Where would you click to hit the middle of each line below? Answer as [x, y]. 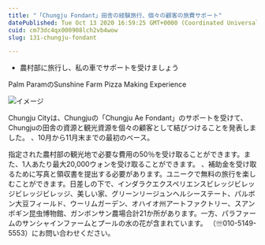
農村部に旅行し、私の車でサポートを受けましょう [99, 68]
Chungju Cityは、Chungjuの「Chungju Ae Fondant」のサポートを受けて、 [128, 118]
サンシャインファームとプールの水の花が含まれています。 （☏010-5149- [139, 223]
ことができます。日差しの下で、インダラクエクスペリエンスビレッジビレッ [135, 184]
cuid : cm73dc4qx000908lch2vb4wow [63, 30]
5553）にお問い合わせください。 [62, 233]
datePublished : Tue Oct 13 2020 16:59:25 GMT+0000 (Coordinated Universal [134, 23]
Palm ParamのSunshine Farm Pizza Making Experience [97, 84]
